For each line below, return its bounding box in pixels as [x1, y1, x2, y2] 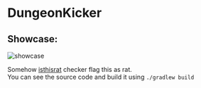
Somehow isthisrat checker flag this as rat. [7, 65, 133, 73]
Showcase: [7, 33, 58, 45]
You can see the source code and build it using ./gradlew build [7, 73, 195, 81]
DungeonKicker [7, 5, 102, 21]
